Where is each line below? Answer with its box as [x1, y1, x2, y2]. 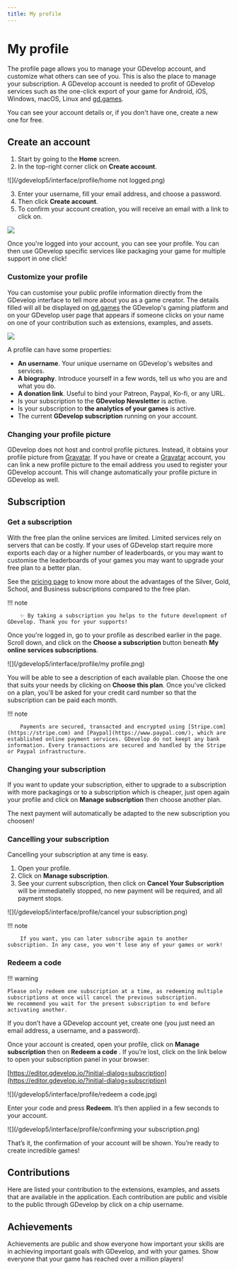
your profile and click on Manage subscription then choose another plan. [7, 795, 222, 803]
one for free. [7, 115, 44, 124]
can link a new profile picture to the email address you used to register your [7, 460, 228, 469]
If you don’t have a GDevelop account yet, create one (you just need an [7, 1019, 215, 1027]
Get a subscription [7, 517, 72, 527]
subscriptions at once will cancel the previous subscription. [7, 994, 198, 1001]
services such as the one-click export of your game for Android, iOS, [7, 86, 209, 96]
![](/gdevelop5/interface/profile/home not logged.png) [7, 176, 166, 185]
